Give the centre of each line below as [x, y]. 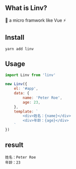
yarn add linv [20, 49]
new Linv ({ [16, 84]
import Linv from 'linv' [30, 75]
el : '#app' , [26, 89]
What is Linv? [26, 8]
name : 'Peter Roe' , [43, 98]
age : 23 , [32, 102]
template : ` [26, 112]
